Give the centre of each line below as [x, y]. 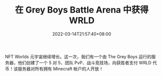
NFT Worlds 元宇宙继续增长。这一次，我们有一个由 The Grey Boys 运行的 [78, 57]
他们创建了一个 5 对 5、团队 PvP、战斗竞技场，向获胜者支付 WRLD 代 [87, 62]
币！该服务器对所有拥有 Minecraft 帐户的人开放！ [54, 69]
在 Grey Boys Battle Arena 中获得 [82, 10]
